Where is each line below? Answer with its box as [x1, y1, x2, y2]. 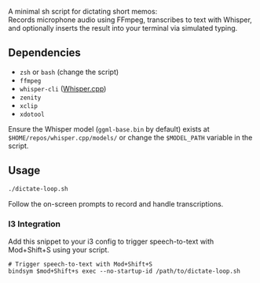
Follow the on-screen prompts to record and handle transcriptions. [8, 199, 224, 208]
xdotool [19, 110, 45, 118]
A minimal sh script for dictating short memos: [8, 7, 158, 16]
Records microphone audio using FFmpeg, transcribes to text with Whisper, [8, 15, 253, 24]
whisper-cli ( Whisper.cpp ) [19, 84, 107, 93]
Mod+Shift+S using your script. [8, 244, 110, 255]
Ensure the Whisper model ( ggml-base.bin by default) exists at [8, 124, 210, 133]
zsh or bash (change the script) [19, 67, 119, 76]
